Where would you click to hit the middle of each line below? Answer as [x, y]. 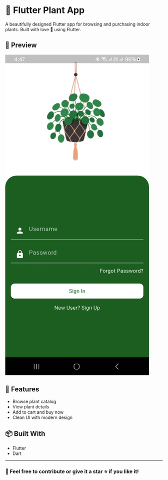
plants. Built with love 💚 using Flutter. [43, 29]
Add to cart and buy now [38, 412]
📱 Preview [21, 45]
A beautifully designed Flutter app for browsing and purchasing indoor [77, 24]
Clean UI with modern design [42, 417]
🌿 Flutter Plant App [45, 10]
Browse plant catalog [34, 401]
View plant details [31, 407]
